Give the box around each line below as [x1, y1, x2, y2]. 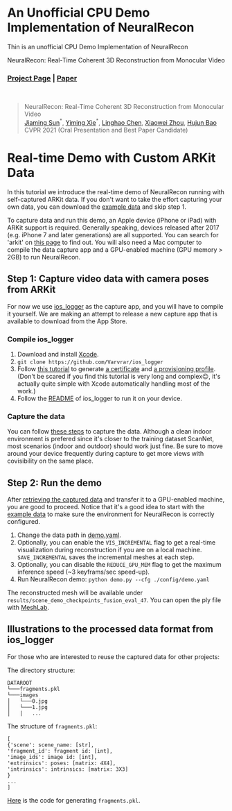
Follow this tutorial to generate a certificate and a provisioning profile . [17, 364, 216, 373]
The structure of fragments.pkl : [7, 722, 98, 730]
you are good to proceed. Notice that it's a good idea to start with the [7, 503, 205, 511]
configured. [7, 518, 40, 526]
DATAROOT [7, 679, 33, 686]
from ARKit [7, 284, 56, 296]
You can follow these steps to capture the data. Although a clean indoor [7, 427, 212, 436]
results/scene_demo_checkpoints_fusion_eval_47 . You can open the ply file [7, 596, 222, 604]
